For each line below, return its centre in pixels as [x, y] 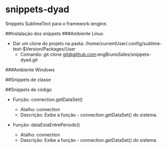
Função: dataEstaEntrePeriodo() [46, 124]
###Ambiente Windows [30, 70]
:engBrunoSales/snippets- [124, 54]
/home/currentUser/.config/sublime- [124, 43]
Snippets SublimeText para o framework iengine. [56, 24]
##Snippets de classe [28, 79]
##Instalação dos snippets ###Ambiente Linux [54, 33]
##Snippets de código [29, 89]
